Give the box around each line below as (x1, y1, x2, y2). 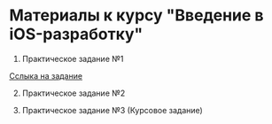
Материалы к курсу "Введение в (9, 5, 264, 26)
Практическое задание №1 (21, 53, 124, 64)
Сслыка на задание (9, 70, 82, 81)
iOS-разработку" (9, 24, 144, 44)
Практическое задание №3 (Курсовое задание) (21, 105, 204, 115)
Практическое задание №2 (21, 88, 126, 98)
